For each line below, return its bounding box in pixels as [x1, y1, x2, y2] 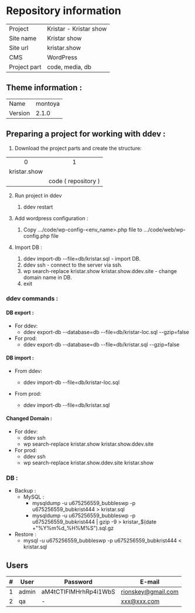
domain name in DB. [23, 274, 72, 281]
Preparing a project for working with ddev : [6, 129, 166, 139]
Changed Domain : [6, 415, 53, 422]
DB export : [6, 309, 34, 316]
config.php [23, 232, 50, 239]
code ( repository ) [49, 177, 101, 185]
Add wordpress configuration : [14, 214, 89, 221]
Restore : [14, 531, 37, 538]
